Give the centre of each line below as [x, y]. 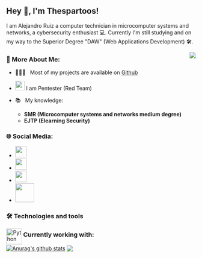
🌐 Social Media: [30, 136]
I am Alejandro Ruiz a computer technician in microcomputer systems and [98, 25]
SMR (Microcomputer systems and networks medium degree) [103, 115]
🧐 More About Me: [33, 59]
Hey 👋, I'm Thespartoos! [53, 11]
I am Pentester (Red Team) [59, 89]
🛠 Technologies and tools [45, 216]
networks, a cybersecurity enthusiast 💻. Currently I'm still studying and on [99, 32]
